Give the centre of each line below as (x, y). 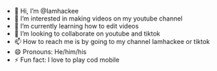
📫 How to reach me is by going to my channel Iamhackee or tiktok (112, 42)
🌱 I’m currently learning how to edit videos (76, 26)
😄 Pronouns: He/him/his (50, 52)
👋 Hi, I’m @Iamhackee (46, 11)
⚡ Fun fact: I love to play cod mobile (67, 60)
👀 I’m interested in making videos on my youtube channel (99, 18)
